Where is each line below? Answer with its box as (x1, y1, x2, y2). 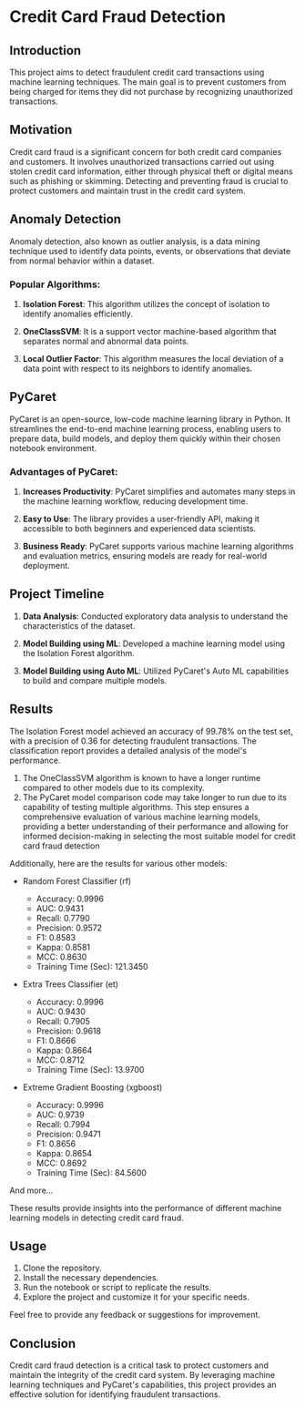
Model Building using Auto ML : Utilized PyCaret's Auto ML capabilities (22, 665, 290, 676)
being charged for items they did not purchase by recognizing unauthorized (9, 87, 293, 97)
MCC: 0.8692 (36, 1157, 87, 1168)
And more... (9, 1185, 54, 1196)
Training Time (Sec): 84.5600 (36, 1167, 147, 1178)
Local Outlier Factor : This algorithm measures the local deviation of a (22, 353, 284, 364)
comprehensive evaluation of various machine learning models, (22, 811, 261, 822)
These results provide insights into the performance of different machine (9, 1202, 282, 1213)
